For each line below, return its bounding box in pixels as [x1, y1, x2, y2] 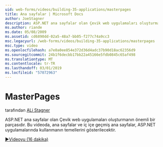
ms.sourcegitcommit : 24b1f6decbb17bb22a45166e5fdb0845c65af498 [5, 52, 136, 57]
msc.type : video [5, 43, 38, 48]
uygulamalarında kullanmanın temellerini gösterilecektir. [5, 127, 116, 132]
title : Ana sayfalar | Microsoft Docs [5, 12, 83, 16]
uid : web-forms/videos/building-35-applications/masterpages [5, 7, 131, 12]
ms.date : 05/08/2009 [5, 30, 47, 34]
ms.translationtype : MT [5, 57, 53, 62]
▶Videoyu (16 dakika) [5, 136, 49, 142]
